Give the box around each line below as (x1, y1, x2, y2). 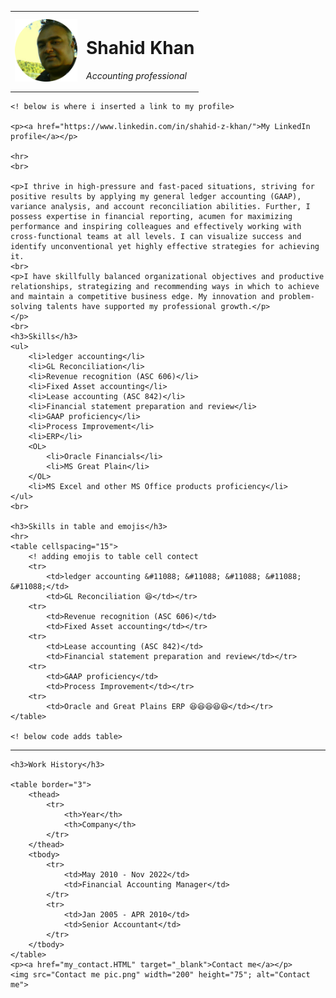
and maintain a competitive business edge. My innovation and (10, 292, 275, 302)
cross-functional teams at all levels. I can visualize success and (10, 232, 302, 242)
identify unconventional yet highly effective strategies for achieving (10, 242, 320, 252)
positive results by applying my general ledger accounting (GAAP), (10, 192, 302, 202)
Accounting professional (86, 69, 187, 81)
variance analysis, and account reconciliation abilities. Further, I (10, 202, 311, 212)
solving (10, 302, 43, 312)
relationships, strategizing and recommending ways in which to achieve (10, 282, 320, 292)
